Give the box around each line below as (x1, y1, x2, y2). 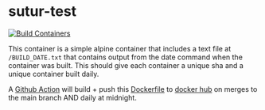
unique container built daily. (8, 69, 99, 78)
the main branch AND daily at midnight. (8, 93, 137, 102)
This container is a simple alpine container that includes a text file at (8, 44, 232, 53)
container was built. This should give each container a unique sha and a (8, 60, 244, 70)
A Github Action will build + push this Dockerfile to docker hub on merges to (8, 84, 258, 93)
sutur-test (8, 2, 77, 21)
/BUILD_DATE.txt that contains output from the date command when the (8, 52, 243, 62)
